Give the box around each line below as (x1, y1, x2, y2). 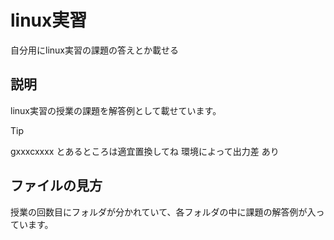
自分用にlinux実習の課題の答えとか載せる (10, 44, 179, 56)
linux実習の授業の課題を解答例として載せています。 (10, 104, 222, 116)
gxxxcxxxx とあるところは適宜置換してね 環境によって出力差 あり (10, 145, 280, 157)
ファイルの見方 (10, 177, 103, 195)
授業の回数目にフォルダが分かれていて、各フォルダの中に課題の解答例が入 (10, 206, 317, 218)
